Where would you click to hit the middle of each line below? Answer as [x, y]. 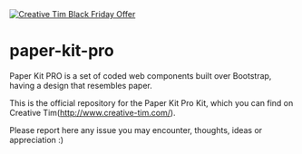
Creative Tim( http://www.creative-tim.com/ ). [93, 112]
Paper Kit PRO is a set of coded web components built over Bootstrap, [141, 75]
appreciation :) [37, 140]
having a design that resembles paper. [81, 85]
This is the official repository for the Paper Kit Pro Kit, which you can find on [151, 102]
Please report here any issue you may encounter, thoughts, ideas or [136, 130]
